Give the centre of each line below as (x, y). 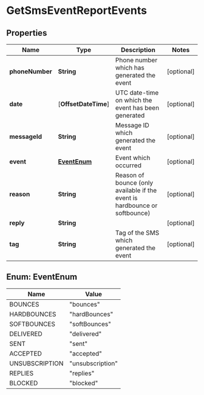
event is (126, 198)
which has (130, 68)
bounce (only (134, 183)
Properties (27, 33)
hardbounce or (136, 205)
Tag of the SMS (137, 233)
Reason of (130, 175)
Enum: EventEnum (42, 277)
